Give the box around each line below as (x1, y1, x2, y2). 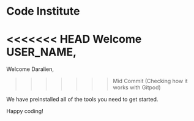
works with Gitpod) (113, 84, 161, 91)
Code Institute (6, 4, 81, 18)
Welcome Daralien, (6, 65, 54, 73)
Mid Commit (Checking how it (113, 78, 188, 85)
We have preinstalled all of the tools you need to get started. (6, 96, 159, 103)
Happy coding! (6, 108, 44, 115)
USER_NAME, (6, 45, 77, 59)
